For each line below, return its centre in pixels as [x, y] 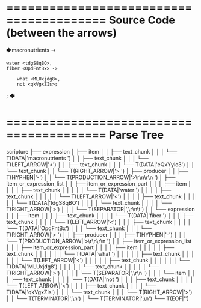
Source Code [142, 20]
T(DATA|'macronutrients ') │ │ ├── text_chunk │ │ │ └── [78, 158]
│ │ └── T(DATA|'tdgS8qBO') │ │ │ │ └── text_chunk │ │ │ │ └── [89, 202]
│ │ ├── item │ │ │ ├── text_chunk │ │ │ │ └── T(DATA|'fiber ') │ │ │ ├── [100, 215]
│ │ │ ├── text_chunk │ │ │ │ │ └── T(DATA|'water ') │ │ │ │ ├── [89, 190]
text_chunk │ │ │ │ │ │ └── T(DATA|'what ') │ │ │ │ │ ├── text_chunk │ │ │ [100, 253]
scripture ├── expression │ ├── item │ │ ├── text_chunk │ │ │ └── [92, 151]
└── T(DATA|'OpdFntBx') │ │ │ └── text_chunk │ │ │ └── [79, 228]
